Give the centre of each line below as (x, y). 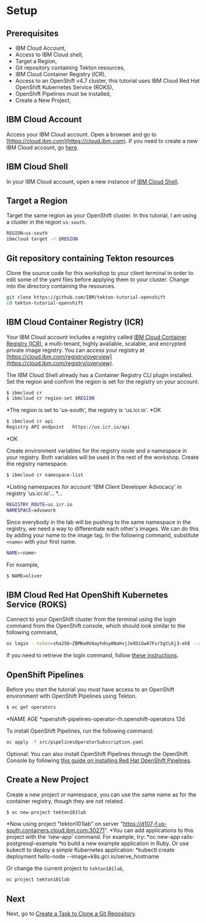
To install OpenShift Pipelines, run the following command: (80, 731)
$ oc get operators (31, 707)
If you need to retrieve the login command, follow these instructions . (93, 655)
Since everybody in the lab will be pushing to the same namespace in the (99, 522)
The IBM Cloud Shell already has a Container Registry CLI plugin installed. (100, 375)
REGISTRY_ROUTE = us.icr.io (39, 504)
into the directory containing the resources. (61, 286)
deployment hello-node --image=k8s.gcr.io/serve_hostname (83, 857)
